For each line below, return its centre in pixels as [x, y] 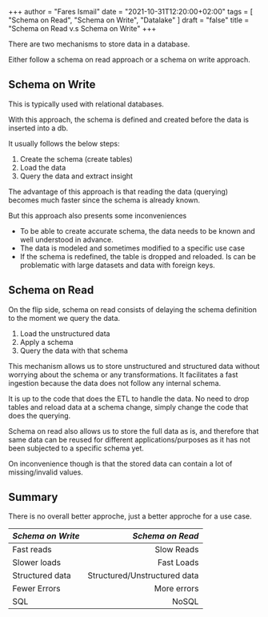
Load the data [43, 167]
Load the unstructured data [65, 333]
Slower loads [37, 563]
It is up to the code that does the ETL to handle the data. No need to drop [129, 399]
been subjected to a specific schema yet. [76, 448]
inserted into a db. [38, 128]
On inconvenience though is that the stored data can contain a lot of [120, 463]
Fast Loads [178, 563]
